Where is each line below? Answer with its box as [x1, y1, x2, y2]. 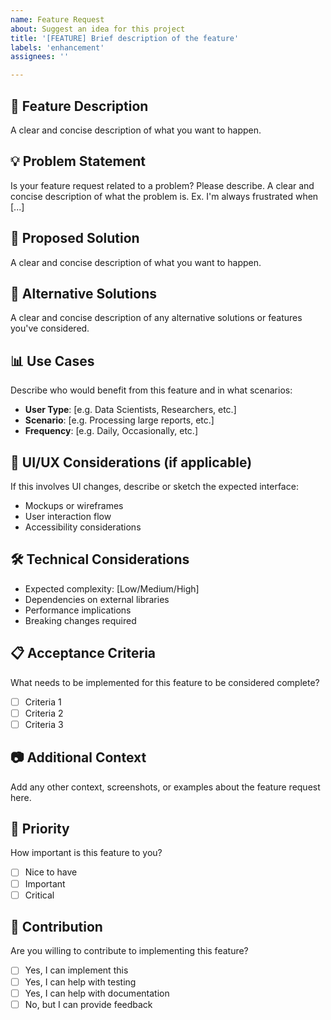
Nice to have [24, 866, 78, 878]
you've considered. [10, 322, 90, 335]
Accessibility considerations [24, 521, 142, 533]
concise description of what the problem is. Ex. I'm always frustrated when [10, 190, 319, 202]
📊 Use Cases [10, 352, 95, 370]
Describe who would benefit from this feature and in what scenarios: [10, 384, 293, 396]
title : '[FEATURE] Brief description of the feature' [10, 33, 240, 43]
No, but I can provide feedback [24, 998, 153, 1010]
